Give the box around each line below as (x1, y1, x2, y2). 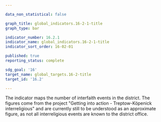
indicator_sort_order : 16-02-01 (5, 44, 73, 50)
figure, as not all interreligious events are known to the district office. (5, 111, 148, 117)
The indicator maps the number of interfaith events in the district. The (5, 95, 150, 101)
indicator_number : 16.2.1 (5, 35, 60, 40)
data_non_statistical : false (5, 12, 67, 17)
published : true (5, 54, 39, 59)
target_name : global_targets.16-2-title (5, 72, 92, 77)
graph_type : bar (5, 26, 39, 31)
